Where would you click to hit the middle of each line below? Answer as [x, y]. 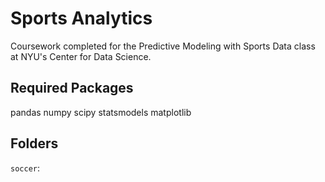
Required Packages [72, 88]
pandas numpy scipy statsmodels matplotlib [101, 112]
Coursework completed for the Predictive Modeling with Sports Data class [163, 46]
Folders [34, 143]
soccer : [25, 168]
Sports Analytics [81, 18]
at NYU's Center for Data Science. [81, 56]
